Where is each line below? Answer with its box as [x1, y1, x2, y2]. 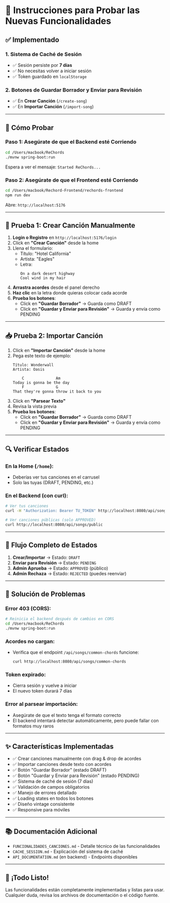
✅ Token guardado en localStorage [12, 73, 87, 79]
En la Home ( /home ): [5, 462, 54, 469]
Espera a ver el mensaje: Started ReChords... [5, 164, 101, 170]
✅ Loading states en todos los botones [12, 795, 94, 801]
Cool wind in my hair [20, 276, 66, 281]
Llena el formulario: [12, 245, 53, 251]
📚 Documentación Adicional [5, 827, 98, 836]
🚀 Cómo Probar [5, 123, 54, 132]
